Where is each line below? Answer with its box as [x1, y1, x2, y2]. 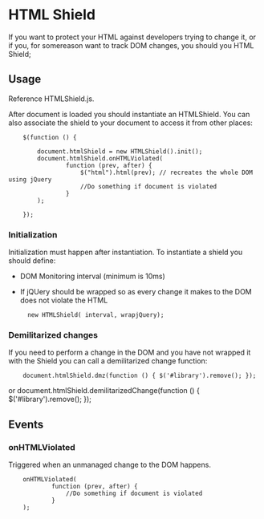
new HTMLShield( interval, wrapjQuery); [27, 311, 164, 319]
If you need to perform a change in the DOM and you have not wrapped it [8, 347, 251, 358]
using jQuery [8, 175, 52, 184]
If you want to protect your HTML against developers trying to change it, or [8, 32, 257, 42]
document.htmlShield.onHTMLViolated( [37, 154, 163, 162]
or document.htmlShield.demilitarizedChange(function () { [8, 386, 201, 395]
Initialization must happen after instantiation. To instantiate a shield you [8, 247, 243, 257]
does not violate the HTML [19, 295, 108, 306]
